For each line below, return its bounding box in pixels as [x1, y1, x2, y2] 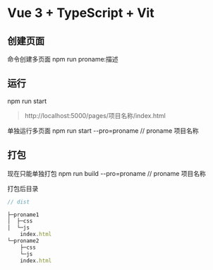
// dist [7, 198, 30, 206]
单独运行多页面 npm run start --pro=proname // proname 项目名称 [7, 126, 199, 135]
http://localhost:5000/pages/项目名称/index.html [24, 111, 166, 119]
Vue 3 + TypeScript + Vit [7, 5, 154, 21]
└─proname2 [7, 237, 39, 245]
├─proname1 [7, 211, 39, 218]
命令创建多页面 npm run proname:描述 [7, 55, 118, 63]
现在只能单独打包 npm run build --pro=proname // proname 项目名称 [7, 169, 207, 177]
